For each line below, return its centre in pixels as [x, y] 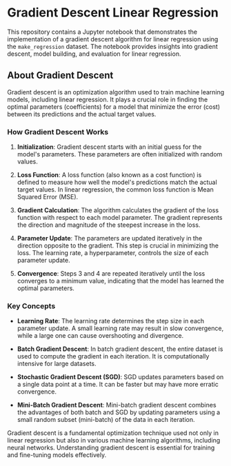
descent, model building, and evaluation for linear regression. [94, 54]
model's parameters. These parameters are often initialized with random [120, 154]
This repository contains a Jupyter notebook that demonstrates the [102, 32]
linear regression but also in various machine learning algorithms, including [114, 440]
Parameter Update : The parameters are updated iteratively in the [110, 239]
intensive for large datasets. [57, 364]
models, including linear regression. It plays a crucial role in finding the [108, 99]
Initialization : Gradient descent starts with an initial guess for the [109, 147]
